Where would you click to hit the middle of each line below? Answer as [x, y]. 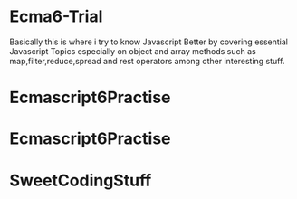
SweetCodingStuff [81, 180]
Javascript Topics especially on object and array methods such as [133, 51]
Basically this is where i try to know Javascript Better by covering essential [148, 42]
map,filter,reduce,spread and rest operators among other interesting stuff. [147, 61]
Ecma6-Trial [56, 17]
